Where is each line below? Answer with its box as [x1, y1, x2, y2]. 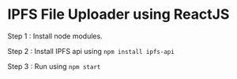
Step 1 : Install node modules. [7, 31, 103, 41]
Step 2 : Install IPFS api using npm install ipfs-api [7, 46, 175, 56]
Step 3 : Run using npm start [7, 61, 101, 71]
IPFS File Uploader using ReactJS [7, 5, 230, 23]
